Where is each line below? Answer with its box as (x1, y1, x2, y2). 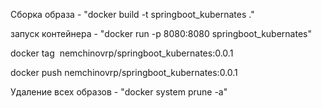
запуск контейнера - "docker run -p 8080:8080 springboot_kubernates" (10, 28, 312, 39)
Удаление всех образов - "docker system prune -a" (10, 86, 228, 98)
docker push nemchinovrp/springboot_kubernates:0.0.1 (10, 67, 238, 78)
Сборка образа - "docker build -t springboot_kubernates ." (10, 9, 255, 20)
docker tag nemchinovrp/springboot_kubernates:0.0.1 (10, 47, 234, 59)
